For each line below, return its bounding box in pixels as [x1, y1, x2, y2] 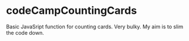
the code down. [6, 29, 44, 36]
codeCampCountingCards [6, 4, 137, 17]
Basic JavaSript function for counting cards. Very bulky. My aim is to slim [6, 23, 184, 30]
